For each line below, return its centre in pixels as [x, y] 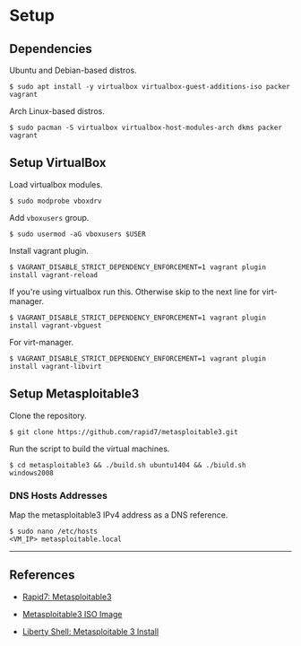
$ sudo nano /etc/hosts [54, 531]
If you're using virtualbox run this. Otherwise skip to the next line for [135, 292]
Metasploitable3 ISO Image [72, 614]
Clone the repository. [48, 415]
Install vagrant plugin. [49, 250]
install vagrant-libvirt [56, 366]
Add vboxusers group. [49, 217]
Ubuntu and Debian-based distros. [73, 70]
